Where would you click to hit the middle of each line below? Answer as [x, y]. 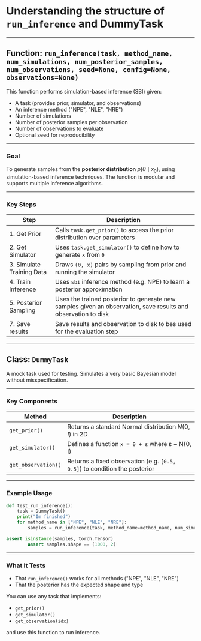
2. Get [18, 247]
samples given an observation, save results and [121, 307]
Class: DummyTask [37, 359]
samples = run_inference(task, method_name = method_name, [100, 528]
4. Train [20, 282]
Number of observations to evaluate [59, 128]
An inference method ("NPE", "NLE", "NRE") [69, 109]
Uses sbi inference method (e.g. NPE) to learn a [122, 282]
